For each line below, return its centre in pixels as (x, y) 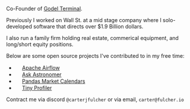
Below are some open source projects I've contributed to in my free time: (96, 56)
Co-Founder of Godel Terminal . (44, 9)
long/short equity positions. (40, 44)
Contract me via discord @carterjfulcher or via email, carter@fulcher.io (95, 99)
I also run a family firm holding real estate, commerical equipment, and (93, 38)
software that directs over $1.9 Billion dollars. (88, 27)
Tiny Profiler (37, 88)
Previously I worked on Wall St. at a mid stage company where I (84, 20)
